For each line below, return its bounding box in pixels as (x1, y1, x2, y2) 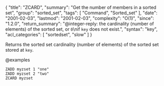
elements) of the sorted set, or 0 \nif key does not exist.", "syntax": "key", (5, 26, 158, 32)
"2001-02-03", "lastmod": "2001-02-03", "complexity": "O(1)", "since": (5, 15, 155, 21)
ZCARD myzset (5, 76, 33, 81)
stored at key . (5, 47, 34, 53)
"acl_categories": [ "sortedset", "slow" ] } (5, 32, 92, 37)
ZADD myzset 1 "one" (5, 67, 50, 72)
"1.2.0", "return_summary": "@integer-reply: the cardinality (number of (5, 20, 154, 27)
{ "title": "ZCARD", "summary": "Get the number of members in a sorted (5, 5, 156, 10)
